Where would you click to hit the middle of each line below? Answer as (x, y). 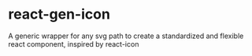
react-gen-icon (59, 14)
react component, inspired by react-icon (74, 44)
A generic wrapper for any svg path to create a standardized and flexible (126, 36)
